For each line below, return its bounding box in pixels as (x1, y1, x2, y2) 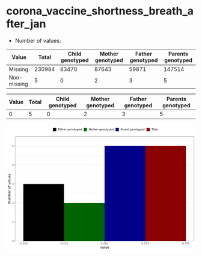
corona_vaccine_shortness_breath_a (6, 4, 194, 18)
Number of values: (14, 37, 61, 44)
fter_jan (6, 17, 46, 31)
